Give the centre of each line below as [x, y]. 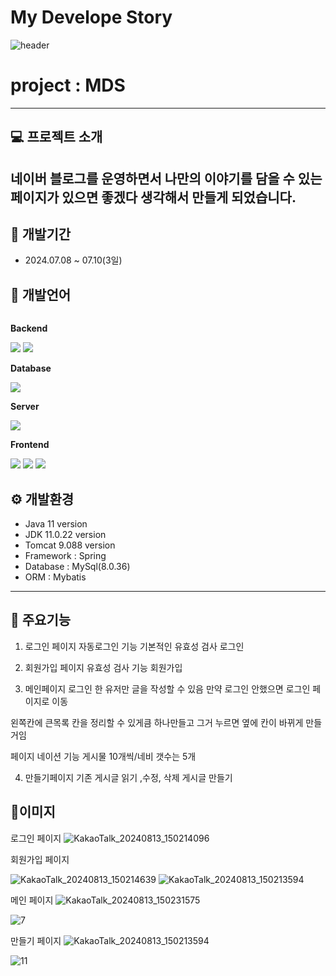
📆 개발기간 [41, 234]
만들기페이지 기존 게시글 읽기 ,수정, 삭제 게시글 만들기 [128, 777]
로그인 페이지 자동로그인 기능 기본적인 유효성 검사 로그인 [134, 646]
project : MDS [68, 85]
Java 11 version [56, 524]
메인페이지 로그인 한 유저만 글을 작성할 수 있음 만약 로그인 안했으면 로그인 [167, 688]
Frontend [30, 445]
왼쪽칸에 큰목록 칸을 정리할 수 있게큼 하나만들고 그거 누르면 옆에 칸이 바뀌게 [157, 722]
